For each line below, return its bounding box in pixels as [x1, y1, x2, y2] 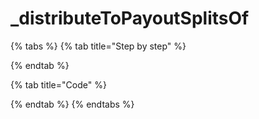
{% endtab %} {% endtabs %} [10, 98, 135, 110]
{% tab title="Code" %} [10, 78, 107, 91]
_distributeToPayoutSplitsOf [10, 7, 250, 30]
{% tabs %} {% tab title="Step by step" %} [10, 40, 187, 52]
